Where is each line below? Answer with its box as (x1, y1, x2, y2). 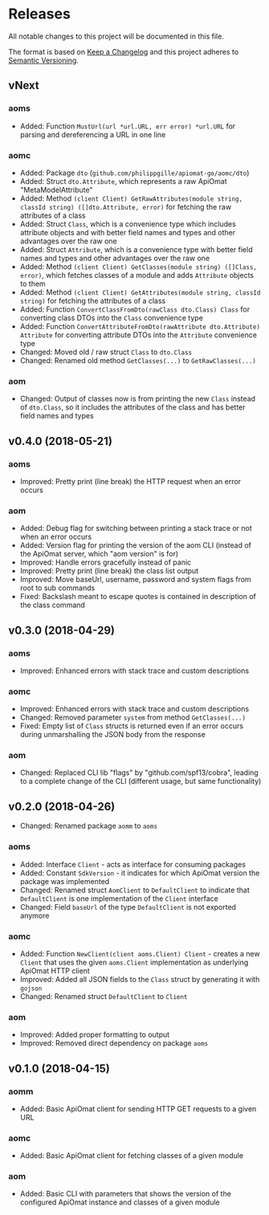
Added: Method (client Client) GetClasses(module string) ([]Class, (19, 262, 257, 271)
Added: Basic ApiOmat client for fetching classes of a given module (19, 1151, 243, 1160)
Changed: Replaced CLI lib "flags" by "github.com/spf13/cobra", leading (19, 768, 259, 777)
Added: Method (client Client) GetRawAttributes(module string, (19, 194, 243, 203)
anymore (19, 911, 50, 920)
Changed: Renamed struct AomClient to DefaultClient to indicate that (19, 885, 251, 895)
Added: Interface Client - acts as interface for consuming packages (19, 859, 247, 869)
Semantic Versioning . (8, 55, 79, 65)
